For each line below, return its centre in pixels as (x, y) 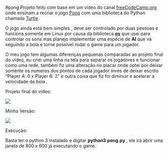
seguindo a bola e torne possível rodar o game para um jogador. (73, 45)
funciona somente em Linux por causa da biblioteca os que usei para (78, 34)
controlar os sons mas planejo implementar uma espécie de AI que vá (78, 39)
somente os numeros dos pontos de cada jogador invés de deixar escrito (82, 71)
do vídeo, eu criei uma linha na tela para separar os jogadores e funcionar (83, 60)
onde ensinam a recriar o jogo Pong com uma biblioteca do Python (75, 13)
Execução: (16, 130)
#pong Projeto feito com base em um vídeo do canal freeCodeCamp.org (81, 7)
